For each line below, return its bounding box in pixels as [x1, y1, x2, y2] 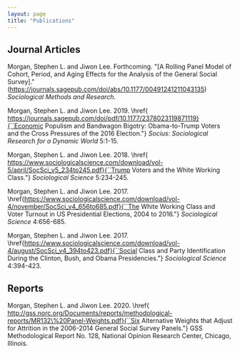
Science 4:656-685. [7, 218, 66, 226]
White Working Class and [141, 203, 216, 211]
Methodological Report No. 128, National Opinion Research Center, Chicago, [7, 332, 231, 340]
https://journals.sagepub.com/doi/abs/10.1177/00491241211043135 [9, 85, 205, 93]
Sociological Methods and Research [7, 93, 114, 101]
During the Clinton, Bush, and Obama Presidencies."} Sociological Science [7, 254, 227, 262]
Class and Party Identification [139, 247, 226, 255]
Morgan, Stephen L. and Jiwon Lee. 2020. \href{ [7, 301, 150, 310]
